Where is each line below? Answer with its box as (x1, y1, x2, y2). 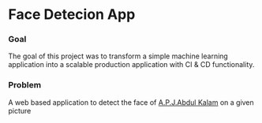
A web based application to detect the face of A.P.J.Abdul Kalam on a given (8, 97, 254, 107)
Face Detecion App (8, 6, 136, 24)
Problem (8, 80, 42, 91)
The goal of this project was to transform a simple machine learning (8, 51, 229, 61)
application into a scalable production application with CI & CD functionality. (8, 60, 255, 69)
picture (8, 106, 32, 115)
